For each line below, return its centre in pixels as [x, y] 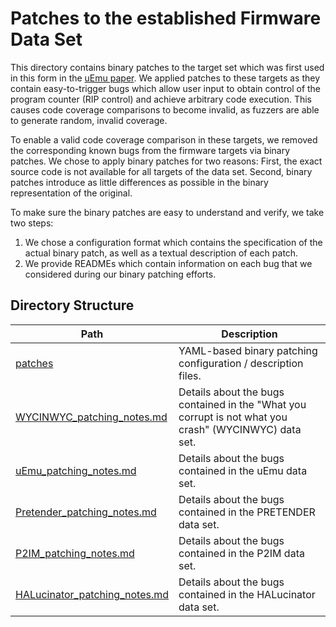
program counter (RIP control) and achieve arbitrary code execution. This [161, 99]
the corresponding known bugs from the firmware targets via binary [150, 150]
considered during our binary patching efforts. [120, 274]
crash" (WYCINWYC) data [240, 429]
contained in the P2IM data [241, 553]
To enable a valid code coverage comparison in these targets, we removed [164, 139]
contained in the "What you [242, 404]
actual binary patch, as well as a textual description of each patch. [161, 253]
